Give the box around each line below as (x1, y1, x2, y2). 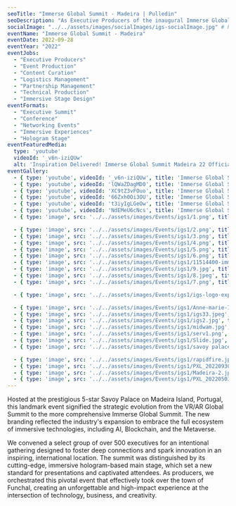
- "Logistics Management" (13, 75, 90, 83)
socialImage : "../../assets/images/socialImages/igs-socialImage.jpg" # (7, 23, 225, 30)
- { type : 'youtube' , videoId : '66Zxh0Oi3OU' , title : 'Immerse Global (13, 194, 225, 201)
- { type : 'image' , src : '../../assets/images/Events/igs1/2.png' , (13, 226, 216, 233)
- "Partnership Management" (13, 82, 96, 90)
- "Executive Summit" (13, 109, 77, 116)
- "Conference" (13, 115, 58, 122)
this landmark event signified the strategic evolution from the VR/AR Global (7, 402, 224, 411)
